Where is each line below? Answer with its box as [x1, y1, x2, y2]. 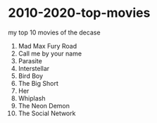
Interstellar [18, 64, 50, 72]
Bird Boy [18, 72, 44, 80]
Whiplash [18, 93, 46, 103]
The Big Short [18, 79, 59, 87]
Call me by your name [18, 49, 82, 58]
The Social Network [18, 109, 76, 117]
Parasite [18, 56, 43, 65]
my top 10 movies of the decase [8, 28, 101, 37]
